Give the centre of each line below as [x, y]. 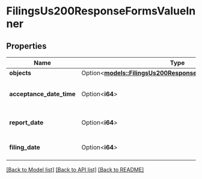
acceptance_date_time [43, 94]
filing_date [25, 147]
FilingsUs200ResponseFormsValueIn [101, 11]
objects [20, 73]
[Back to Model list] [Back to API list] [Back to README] [75, 170]
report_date [26, 123]
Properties [26, 46]
